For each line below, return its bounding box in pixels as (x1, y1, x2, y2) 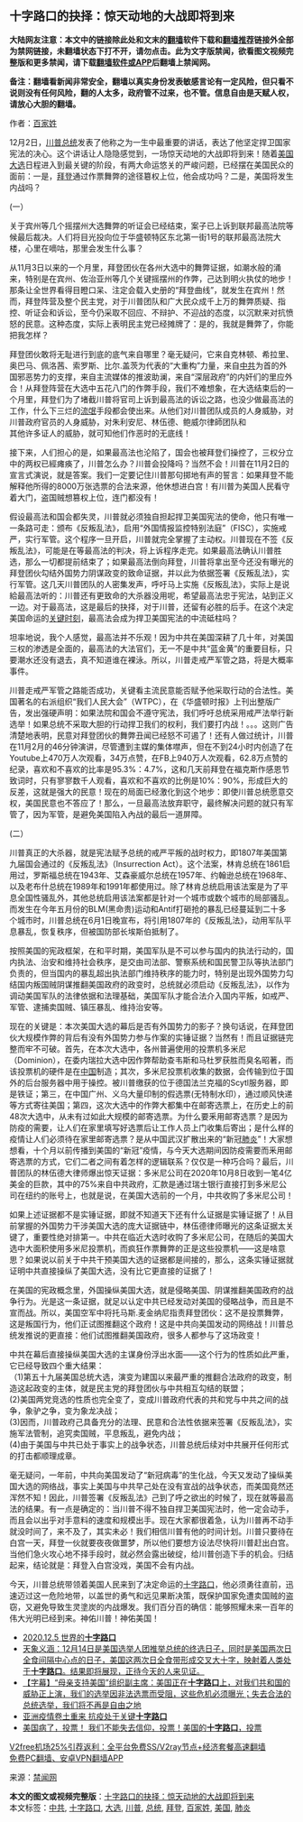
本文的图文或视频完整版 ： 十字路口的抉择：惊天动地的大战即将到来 (9, 1790, 254, 1801)
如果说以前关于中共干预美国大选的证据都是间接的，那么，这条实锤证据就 (24, 1254, 294, 1265)
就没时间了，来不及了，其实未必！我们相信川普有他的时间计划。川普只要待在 (9, 1525, 294, 1536)
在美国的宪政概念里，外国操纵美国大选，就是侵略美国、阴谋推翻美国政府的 (9, 1284, 286, 1295)
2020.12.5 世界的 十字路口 (22, 1632, 117, 1643)
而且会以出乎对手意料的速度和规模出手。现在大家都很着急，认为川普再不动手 (9, 1514, 294, 1525)
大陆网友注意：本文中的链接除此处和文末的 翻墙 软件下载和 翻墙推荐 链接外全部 (9, 34, 294, 45)
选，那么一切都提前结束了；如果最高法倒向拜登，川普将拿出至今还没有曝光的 (9, 556, 294, 566)
